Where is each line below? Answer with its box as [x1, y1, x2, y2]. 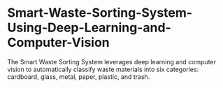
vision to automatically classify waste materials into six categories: [7, 65, 199, 73]
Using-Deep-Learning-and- [7, 20, 171, 36]
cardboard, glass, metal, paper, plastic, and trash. [7, 72, 150, 81]
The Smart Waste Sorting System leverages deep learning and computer [7, 57, 217, 66]
